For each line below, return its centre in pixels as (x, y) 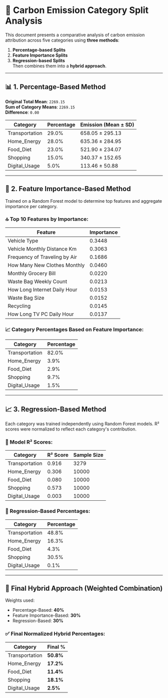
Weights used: (20, 600)
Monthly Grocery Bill (32, 273)
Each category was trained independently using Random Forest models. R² (82, 424)
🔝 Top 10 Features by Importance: (47, 219)
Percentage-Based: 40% (38, 610)
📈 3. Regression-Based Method (56, 409)
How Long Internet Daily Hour (42, 290)
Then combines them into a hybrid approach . (59, 66)
